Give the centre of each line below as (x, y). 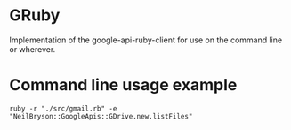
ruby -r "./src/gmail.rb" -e (63, 108)
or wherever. (32, 49)
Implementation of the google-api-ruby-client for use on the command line (146, 40)
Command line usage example (123, 85)
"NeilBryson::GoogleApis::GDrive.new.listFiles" (101, 116)
